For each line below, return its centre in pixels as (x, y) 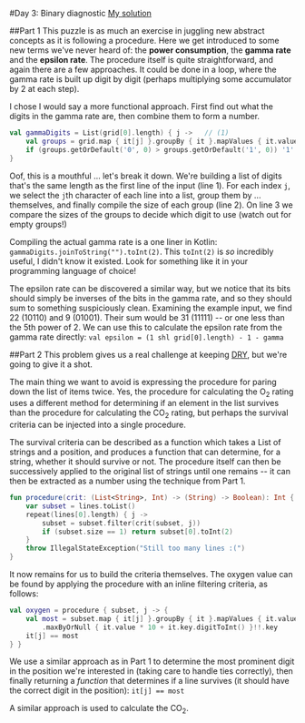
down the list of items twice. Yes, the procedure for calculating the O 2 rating (152, 392)
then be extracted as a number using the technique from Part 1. (128, 481)
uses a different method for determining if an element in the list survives (144, 403)
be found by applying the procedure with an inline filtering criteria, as (138, 584)
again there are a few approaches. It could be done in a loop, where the (143, 69)
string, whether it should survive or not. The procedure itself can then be (145, 462)
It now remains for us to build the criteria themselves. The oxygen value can (151, 575)
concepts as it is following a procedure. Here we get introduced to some (144, 41)
